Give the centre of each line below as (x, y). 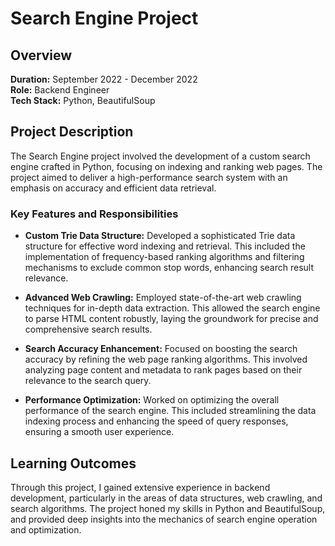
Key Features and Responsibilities (94, 214)
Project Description (72, 132)
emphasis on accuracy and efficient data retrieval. (113, 188)
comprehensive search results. (88, 329)
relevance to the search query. (88, 381)
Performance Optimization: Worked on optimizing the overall (152, 400)
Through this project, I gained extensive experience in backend (140, 487)
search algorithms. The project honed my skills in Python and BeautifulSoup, (168, 508)
